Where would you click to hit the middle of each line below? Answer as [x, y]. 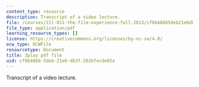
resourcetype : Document [36, 50]
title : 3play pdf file [34, 55]
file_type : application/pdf [41, 28]
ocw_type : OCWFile [29, 45]
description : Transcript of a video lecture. [63, 17]
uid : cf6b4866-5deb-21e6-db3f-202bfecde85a [61, 61]
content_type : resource [36, 11]
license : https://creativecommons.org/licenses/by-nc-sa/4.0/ [84, 39]
